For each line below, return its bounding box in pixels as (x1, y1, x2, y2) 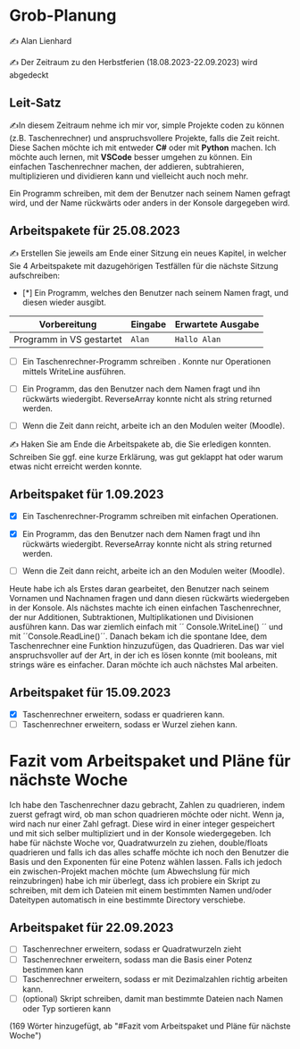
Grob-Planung (9, 5, 117, 26)
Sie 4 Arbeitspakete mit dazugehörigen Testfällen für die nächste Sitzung (9, 260, 279, 271)
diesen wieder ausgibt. (21, 297, 107, 307)
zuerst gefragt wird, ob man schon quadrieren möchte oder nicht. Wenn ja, (9, 809, 285, 819)
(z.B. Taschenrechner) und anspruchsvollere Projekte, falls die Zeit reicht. (9, 132, 280, 143)
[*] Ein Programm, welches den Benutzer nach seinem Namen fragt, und (21, 287, 288, 298)
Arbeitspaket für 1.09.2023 (9, 487, 164, 502)
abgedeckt (9, 69, 49, 80)
